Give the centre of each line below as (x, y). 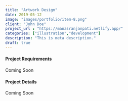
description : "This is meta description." (51, 38)
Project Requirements (29, 59)
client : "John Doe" (26, 24)
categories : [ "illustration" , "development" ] (53, 33)
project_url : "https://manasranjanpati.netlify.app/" (64, 29)
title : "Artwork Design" (31, 10)
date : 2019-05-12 (24, 15)
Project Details (21, 82)
